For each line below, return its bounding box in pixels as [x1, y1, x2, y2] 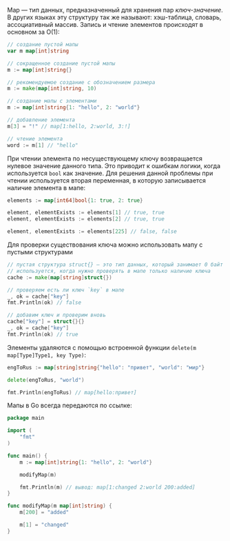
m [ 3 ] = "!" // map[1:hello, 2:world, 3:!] [7, 123, 131, 130]
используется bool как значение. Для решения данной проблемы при [7, 169, 213, 177]
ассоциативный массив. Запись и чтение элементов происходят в [7, 21, 203, 28]
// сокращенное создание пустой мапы [7, 60, 116, 67]
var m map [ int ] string [7, 48, 70, 54]
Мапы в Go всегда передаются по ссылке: [7, 401, 132, 409]
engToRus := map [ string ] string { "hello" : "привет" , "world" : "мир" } [7, 364, 205, 371]
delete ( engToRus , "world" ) [7, 376, 85, 383]
